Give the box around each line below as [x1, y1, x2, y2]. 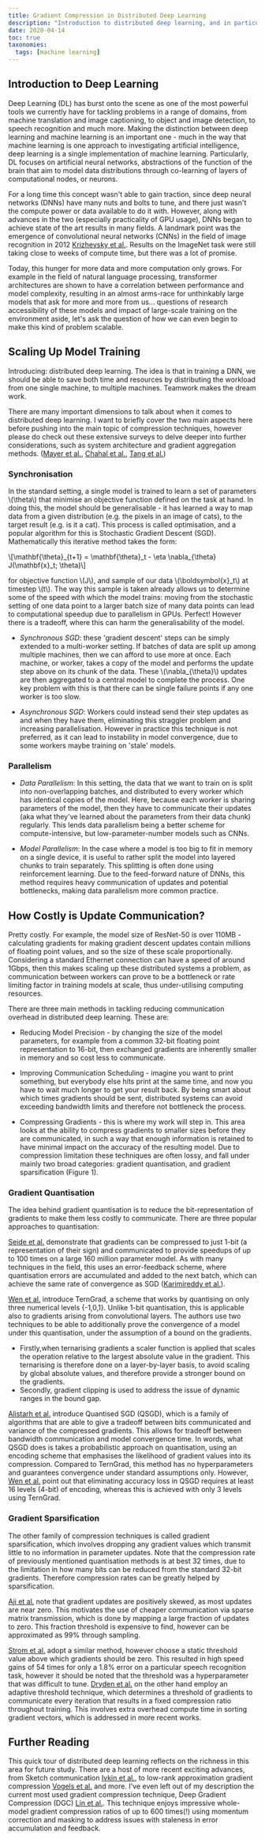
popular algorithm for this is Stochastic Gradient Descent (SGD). [8, 528, 217, 537]
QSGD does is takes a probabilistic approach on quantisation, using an [8, 1443, 237, 1453]
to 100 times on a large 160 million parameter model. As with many [8, 1254, 224, 1264]
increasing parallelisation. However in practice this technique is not [19, 724, 238, 733]
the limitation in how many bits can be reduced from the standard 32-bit [8, 1564, 242, 1573]
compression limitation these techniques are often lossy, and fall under [19, 1151, 250, 1160]
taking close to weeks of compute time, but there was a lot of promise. [8, 248, 237, 258]
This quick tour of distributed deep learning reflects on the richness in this [8, 1756, 250, 1766]
